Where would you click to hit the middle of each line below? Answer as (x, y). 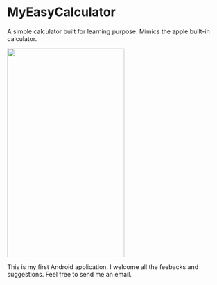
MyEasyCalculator (61, 12)
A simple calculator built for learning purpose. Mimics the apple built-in (108, 31)
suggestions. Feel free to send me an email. (69, 274)
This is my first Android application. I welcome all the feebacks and (103, 267)
